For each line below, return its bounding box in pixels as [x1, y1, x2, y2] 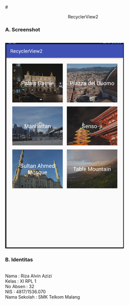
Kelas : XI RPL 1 [5, 278, 37, 284]
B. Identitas [5, 256, 33, 263]
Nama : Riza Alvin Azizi [5, 273, 52, 279]
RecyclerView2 [67, 14, 99, 19]
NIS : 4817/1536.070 [5, 289, 46, 295]
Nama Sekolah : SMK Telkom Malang [5, 294, 80, 300]
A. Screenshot [5, 26, 41, 33]
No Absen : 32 [5, 283, 35, 289]
